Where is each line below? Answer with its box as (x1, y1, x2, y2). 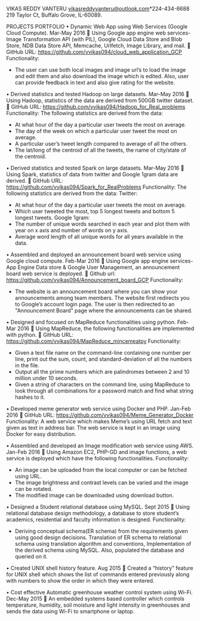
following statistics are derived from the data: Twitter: (6, 190, 138, 196)
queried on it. (14, 553, 48, 560)
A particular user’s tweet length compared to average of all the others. (14, 140, 188, 147)
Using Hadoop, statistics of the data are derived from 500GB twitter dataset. (6, 97, 194, 104)
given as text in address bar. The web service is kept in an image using (6, 424, 181, 431)
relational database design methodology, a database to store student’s (6, 510, 179, 517)
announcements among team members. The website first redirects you (14, 294, 190, 301)
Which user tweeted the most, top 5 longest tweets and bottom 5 (14, 208, 175, 214)
